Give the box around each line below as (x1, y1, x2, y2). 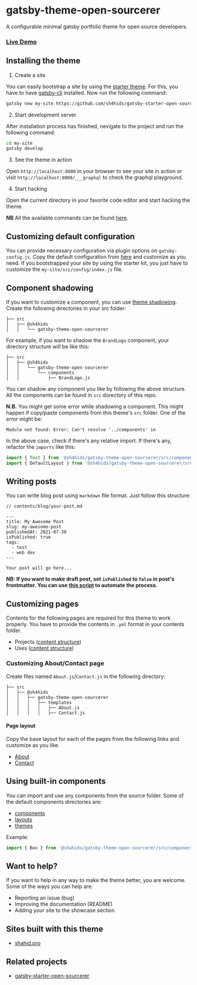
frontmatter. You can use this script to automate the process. (6, 582, 158, 589)
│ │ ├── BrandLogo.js (6, 375, 91, 381)
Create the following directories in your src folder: (6, 304, 126, 312)
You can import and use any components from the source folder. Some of (6, 792, 184, 799)
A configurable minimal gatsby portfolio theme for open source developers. (6, 23, 188, 30)
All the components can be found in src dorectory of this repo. (6, 391, 157, 398)
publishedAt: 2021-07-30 (6, 529, 67, 535)
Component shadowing (6, 283, 94, 293)
